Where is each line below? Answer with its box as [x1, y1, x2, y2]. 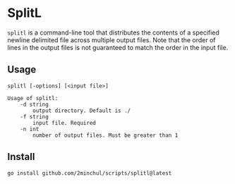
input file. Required [32, 119, 97, 126]
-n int [20, 125, 40, 133]
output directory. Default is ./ [32, 107, 131, 114]
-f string [20, 113, 49, 121]
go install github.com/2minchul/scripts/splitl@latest [7, 169, 172, 177]
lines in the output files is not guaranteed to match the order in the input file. [7, 43, 229, 51]
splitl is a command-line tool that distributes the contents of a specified [7, 28, 220, 37]
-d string [20, 101, 49, 108]
